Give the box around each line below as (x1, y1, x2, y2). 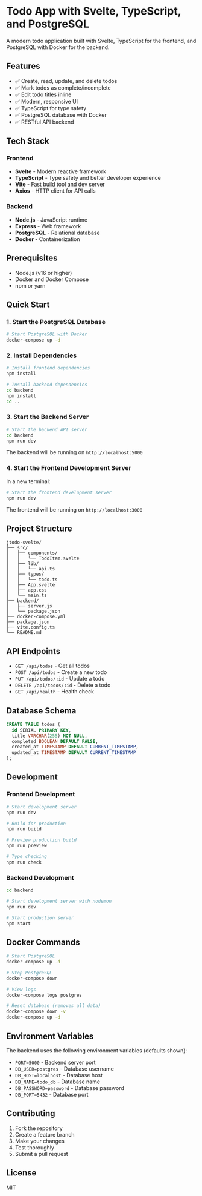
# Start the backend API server (6, 426, 87, 432)
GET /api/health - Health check (14, 688, 95, 695)
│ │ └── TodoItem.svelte (6, 555, 80, 561)
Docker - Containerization (14, 235, 80, 243)
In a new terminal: (6, 477, 51, 485)
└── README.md (6, 630, 42, 636)
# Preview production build (6, 837, 77, 843)
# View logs (6, 986, 36, 993)
